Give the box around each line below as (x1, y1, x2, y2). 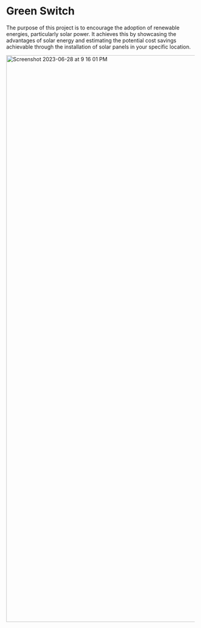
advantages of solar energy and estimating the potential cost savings (6, 37, 176, 44)
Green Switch (6, 4, 75, 18)
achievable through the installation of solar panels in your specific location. (6, 43, 191, 50)
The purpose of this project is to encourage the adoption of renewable (6, 24, 180, 31)
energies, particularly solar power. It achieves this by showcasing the (6, 30, 176, 37)
